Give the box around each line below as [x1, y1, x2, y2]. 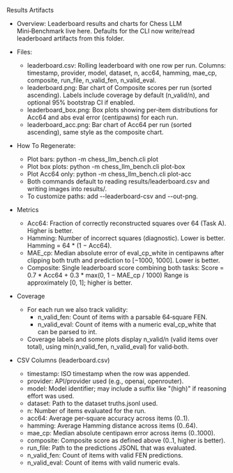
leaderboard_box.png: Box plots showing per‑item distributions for [27, 106, 218, 114]
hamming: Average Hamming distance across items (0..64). [27, 421, 198, 430]
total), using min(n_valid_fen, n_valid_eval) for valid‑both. [27, 343, 189, 351]
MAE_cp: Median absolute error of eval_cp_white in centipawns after [27, 249, 225, 257]
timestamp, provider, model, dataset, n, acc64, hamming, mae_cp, [27, 69, 218, 77]
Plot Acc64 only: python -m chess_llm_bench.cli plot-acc [27, 170, 192, 178]
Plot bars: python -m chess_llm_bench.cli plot [27, 155, 158, 163]
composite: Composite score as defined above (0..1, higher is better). [27, 436, 226, 444]
